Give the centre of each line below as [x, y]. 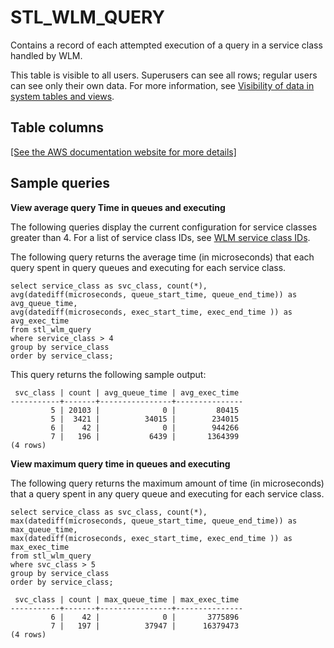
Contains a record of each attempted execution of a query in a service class [166, 45]
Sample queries [60, 183]
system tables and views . [62, 96]
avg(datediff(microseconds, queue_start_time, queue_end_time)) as [154, 294]
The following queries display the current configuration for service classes [164, 227]
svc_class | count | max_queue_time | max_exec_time [127, 599]
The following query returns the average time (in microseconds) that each [162, 257]
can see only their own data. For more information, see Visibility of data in [162, 85]
